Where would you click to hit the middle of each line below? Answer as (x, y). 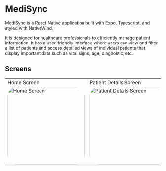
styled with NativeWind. (29, 28)
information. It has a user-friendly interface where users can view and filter (82, 43)
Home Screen (23, 82)
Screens (18, 69)
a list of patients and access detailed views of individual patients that (75, 48)
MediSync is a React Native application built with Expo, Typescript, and (78, 23)
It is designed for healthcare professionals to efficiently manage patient (78, 38)
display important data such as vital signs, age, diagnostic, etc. (69, 53)
